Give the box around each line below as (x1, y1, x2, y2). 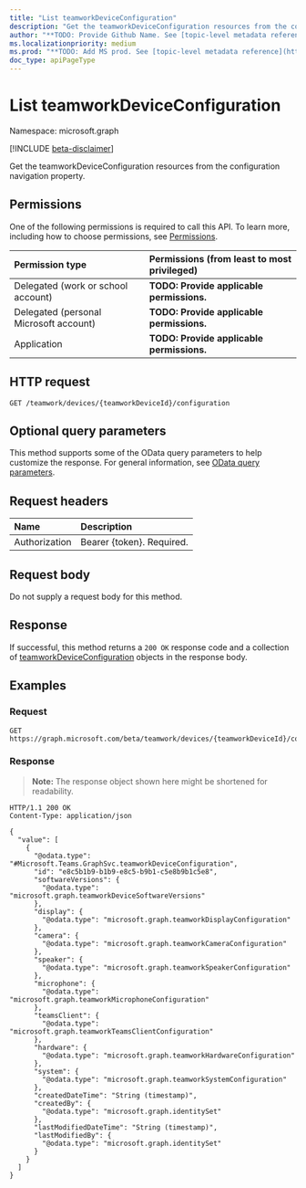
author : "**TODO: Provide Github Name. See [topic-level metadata (9, 30, 267, 39)
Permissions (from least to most (148, 252, 292, 265)
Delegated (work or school (14, 279, 128, 292)
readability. (31, 785, 75, 796)
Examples (9, 678, 66, 694)
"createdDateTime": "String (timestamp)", (33, 1090, 198, 1100)
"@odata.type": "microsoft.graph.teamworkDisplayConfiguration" (42, 915, 291, 924)
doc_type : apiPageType (9, 56, 96, 65)
